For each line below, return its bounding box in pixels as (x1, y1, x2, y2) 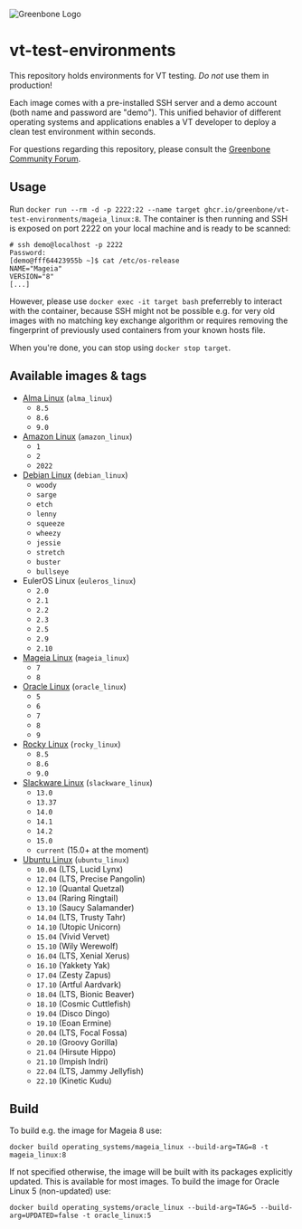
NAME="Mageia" (9, 263, 63, 273)
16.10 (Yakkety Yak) (35, 959, 110, 970)
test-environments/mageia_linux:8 (9, 214, 140, 224)
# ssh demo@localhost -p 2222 (9, 240, 124, 249)
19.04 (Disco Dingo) (35, 1007, 110, 1018)
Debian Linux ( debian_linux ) (22, 469, 128, 480)
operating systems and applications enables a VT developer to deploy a (9, 116, 277, 127)
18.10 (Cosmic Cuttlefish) (35, 998, 131, 1009)
